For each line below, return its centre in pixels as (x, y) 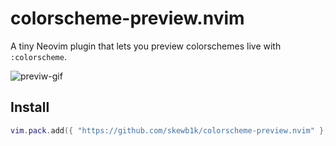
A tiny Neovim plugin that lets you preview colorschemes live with (146, 46)
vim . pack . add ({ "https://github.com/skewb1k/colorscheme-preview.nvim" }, (169, 130)
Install (30, 107)
